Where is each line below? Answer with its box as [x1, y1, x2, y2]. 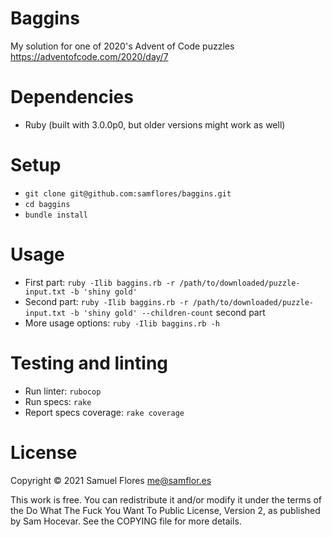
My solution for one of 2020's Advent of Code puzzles [10, 40, 235, 52]
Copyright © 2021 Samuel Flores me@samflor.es [10, 474, 212, 486]
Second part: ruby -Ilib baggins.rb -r [24, 295, 189, 307]
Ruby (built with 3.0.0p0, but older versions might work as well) [24, 118, 286, 131]
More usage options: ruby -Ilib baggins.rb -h [24, 317, 220, 329]
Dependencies [10, 86, 134, 109]
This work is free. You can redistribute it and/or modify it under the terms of [10, 493, 323, 506]
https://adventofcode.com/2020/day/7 [10, 50, 169, 62]
